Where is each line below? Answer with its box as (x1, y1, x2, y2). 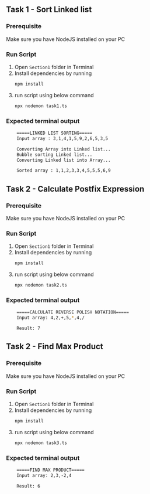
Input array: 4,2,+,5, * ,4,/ (16, 315, 85, 321)
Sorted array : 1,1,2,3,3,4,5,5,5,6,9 (16, 168, 111, 173)
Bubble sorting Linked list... (16, 152, 93, 158)
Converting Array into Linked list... (16, 146, 111, 152)
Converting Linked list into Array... (16, 157, 111, 163)
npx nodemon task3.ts (14, 440, 67, 446)
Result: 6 (16, 483, 41, 489)
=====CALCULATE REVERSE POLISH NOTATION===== (16, 309, 130, 315)
